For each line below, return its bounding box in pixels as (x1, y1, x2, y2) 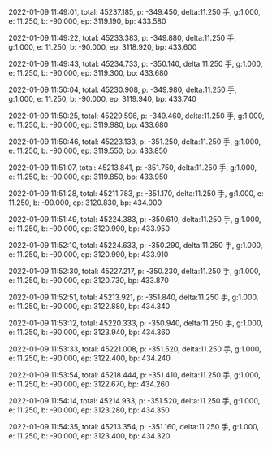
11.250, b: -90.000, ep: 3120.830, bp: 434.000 (8, 198, 162, 207)
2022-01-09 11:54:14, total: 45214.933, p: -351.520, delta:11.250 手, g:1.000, (8, 396, 261, 405)
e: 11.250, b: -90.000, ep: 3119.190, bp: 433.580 (8, 16, 166, 26)
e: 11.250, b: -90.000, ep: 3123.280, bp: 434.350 (8, 405, 171, 415)
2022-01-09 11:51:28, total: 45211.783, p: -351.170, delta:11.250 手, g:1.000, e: (8, 189, 264, 198)
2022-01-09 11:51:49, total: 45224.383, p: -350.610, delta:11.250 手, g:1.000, (8, 215, 261, 224)
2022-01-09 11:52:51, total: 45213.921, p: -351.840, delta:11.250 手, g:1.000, (8, 292, 259, 302)
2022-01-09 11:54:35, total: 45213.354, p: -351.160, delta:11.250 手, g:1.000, (8, 422, 260, 431)
